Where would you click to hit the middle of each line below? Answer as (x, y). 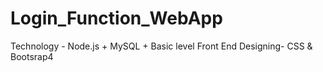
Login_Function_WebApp (116, 18)
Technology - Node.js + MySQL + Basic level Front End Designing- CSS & (161, 46)
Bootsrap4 (32, 56)
